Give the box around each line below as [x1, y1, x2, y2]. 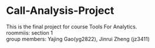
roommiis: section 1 [6, 29, 53, 36]
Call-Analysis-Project [6, 4, 114, 17]
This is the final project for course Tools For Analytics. [6, 23, 137, 30]
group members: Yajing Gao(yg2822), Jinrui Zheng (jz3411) [6, 35, 150, 42]
